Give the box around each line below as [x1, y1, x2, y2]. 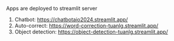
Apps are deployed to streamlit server [6, 5, 98, 12]
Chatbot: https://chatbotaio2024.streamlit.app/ [14, 16, 128, 23]
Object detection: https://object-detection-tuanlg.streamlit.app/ [14, 28, 169, 35]
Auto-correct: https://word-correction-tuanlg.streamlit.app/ [14, 23, 159, 29]
